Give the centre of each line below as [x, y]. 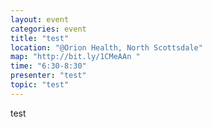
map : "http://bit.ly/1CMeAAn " [75, 57]
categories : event [48, 29]
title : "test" [40, 38]
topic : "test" [40, 85]
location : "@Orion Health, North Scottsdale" [106, 47]
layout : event [40, 19]
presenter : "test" [48, 76]
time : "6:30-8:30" [48, 66]
